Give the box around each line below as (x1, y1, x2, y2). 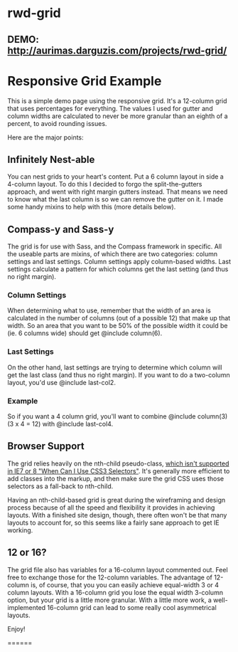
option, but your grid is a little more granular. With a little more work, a (7, 596, 212, 604)
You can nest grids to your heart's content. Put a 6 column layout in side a (7, 172, 224, 181)
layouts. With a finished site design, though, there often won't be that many (7, 510, 227, 519)
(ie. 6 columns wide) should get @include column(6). (7, 329, 163, 337)
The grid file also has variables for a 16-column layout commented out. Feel (7, 565, 229, 574)
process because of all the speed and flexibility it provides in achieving (7, 503, 215, 512)
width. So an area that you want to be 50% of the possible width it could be (7, 322, 228, 330)
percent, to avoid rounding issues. (7, 119, 107, 127)
